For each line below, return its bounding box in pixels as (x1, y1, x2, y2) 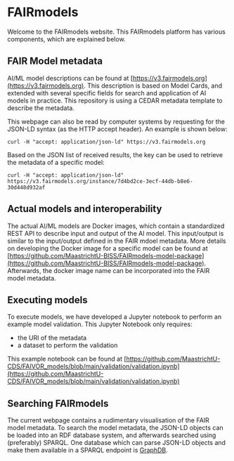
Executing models (7, 294, 88, 306)
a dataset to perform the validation (17, 341, 118, 349)
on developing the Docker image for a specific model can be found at (7, 243, 209, 253)
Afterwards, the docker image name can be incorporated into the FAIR (7, 266, 210, 274)
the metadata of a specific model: (7, 158, 105, 166)
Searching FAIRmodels (7, 397, 109, 409)
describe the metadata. (7, 103, 75, 112)
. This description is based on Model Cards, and (83, 81, 223, 90)
